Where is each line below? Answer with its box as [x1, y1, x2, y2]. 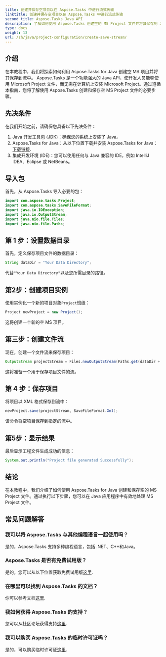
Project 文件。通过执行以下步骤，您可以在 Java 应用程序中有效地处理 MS [5, 493, 154, 499]
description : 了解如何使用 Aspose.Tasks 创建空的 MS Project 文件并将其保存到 [5, 21, 158, 26]
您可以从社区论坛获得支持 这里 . [5, 621, 68, 627]
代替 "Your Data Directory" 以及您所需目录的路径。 [5, 270, 108, 276]
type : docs [5, 26, 28, 31]
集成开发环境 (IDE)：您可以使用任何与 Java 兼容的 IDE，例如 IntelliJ [12, 152, 150, 158]
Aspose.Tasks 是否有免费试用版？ [5, 557, 87, 564]
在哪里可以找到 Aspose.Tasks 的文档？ [5, 583, 98, 590]
